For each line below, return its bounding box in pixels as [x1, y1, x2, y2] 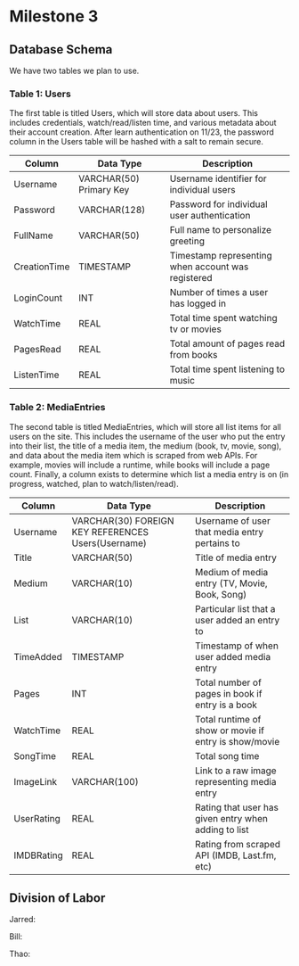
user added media [195, 650, 271, 663]
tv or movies [169, 323, 222, 335]
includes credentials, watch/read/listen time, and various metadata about [9, 118, 278, 128]
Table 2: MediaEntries [9, 401, 106, 414]
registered [169, 272, 213, 285]
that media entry [195, 525, 264, 538]
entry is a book [195, 698, 258, 711]
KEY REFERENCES [71, 525, 149, 538]
